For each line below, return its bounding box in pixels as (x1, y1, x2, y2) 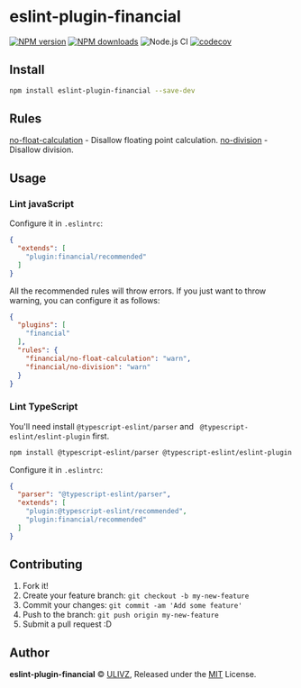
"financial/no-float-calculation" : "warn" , (25, 354, 192, 363)
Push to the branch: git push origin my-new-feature (22, 610, 219, 620)
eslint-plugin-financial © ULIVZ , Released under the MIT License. (9, 669, 257, 680)
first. (92, 430, 110, 441)
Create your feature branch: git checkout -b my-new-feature (22, 590, 250, 601)
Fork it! (22, 581, 50, 592)
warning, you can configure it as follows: (9, 294, 160, 305)
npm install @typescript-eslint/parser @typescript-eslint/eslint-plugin (9, 448, 293, 457)
